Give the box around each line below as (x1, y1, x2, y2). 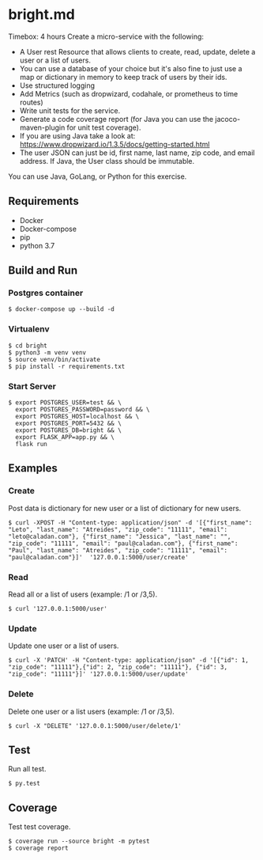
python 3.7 (19, 241, 55, 250)
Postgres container (8, 287, 84, 298)
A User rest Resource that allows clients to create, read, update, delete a (19, 47, 256, 56)
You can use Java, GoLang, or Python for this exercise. (8, 172, 187, 181)
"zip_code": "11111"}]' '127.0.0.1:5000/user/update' (8, 670, 190, 678)
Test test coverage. (8, 822, 71, 832)
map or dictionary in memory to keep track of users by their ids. (19, 72, 227, 81)
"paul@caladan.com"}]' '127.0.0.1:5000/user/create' (8, 553, 190, 561)
